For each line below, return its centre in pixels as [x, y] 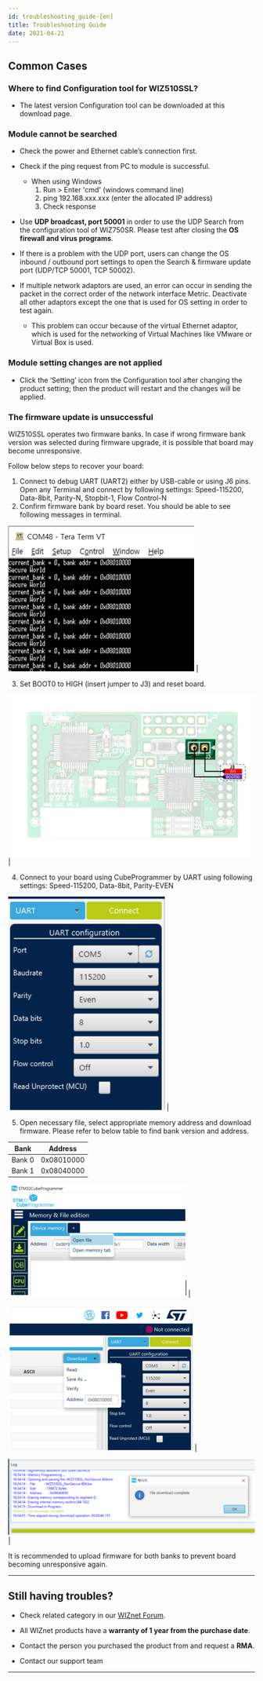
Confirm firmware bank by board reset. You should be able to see [125, 506]
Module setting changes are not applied [85, 363]
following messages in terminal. [70, 514]
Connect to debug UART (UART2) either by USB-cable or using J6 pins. [135, 481]
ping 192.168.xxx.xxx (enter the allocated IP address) [128, 198]
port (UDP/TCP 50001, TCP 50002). [77, 270]
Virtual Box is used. [62, 342]
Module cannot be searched [63, 133]
